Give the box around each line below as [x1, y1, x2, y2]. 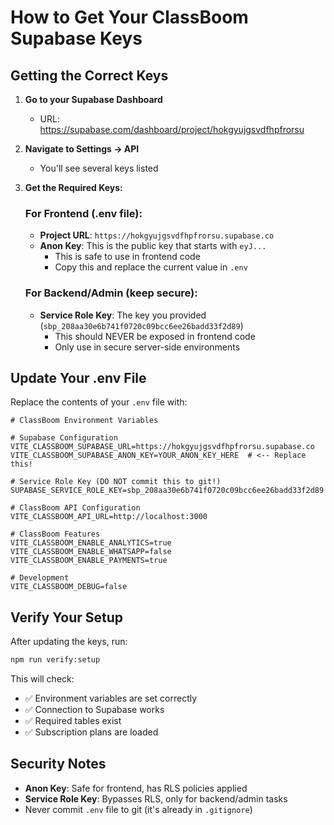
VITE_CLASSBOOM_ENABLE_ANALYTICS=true [10, 538, 172, 548]
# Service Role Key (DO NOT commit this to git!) [10, 477, 222, 487]
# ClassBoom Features [10, 529, 101, 540]
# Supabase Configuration [10, 433, 118, 443]
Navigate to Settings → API [24, 143, 140, 155]
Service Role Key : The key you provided [39, 309, 207, 321]
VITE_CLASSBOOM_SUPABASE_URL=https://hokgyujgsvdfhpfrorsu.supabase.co [10, 442, 315, 452]
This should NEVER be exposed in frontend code [54, 330, 256, 342]
